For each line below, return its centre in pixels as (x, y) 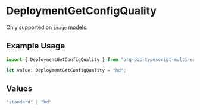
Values (19, 88)
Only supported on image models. (47, 27)
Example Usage (36, 46)
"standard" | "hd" (29, 102)
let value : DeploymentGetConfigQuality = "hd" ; (66, 70)
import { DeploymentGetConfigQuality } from (62, 59)
